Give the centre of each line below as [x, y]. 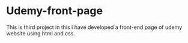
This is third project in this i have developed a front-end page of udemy [94, 27]
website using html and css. [41, 33]
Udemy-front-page [55, 11]
